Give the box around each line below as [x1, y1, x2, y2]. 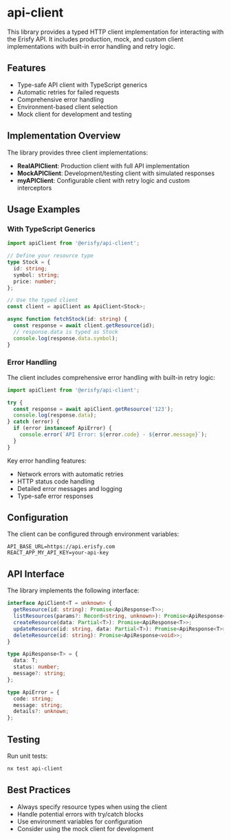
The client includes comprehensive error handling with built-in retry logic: [7, 373, 215, 381]
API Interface [7, 568, 65, 580]
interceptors [16, 183, 52, 192]
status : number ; [13, 663, 60, 670]
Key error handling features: [7, 457, 87, 465]
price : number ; [13, 278, 57, 285]
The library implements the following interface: [7, 586, 140, 594]
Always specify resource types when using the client [16, 802, 167, 811]
